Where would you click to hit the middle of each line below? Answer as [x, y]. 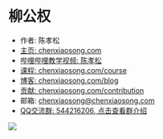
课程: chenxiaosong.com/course [73, 70]
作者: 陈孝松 [40, 40]
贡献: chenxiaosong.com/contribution [82, 90]
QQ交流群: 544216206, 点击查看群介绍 [84, 110]
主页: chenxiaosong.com [61, 50]
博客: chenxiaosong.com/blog [69, 80]
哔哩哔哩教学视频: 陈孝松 [61, 60]
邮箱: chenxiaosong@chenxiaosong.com [87, 100]
